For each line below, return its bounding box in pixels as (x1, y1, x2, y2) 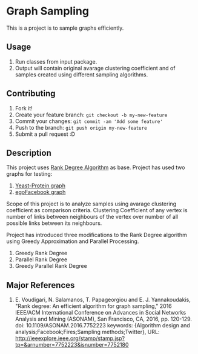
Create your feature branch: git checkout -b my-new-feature (15, 111, 168, 118)
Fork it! (15, 104, 33, 112)
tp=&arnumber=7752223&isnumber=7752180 (15, 341, 129, 349)
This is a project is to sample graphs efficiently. (6, 24, 124, 32)
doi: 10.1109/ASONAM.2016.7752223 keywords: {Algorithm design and (15, 322, 191, 329)
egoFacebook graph (15, 189, 66, 196)
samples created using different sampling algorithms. (15, 71, 148, 78)
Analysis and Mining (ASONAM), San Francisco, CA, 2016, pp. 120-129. (15, 315, 193, 322)
